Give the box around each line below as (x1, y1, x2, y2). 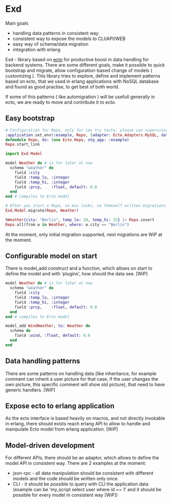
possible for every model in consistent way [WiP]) (12, 492, 118, 498)
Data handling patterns (5, 357, 80, 365)
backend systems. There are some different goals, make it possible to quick (5, 62, 165, 68)
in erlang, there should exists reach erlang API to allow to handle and (5, 421, 150, 427)
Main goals (5, 20, 29, 26)
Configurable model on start (5, 252, 97, 260)
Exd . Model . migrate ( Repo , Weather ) (5, 208, 79, 213)
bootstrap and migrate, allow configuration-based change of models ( (5, 67, 153, 73)
